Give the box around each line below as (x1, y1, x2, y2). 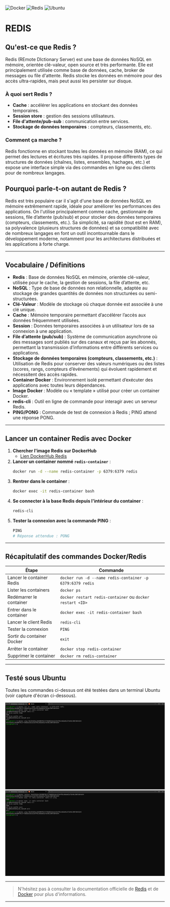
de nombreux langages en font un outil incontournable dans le (5, 230, 135, 237)
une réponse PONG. (12, 415, 55, 421)
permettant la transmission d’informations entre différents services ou (12, 344, 158, 350)
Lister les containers (7, 587, 50, 593)
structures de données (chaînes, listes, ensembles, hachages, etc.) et (5, 159, 150, 165)
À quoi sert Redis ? (5, 91, 52, 98)
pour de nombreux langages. (5, 169, 66, 175)
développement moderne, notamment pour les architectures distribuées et (5, 236, 161, 242)
